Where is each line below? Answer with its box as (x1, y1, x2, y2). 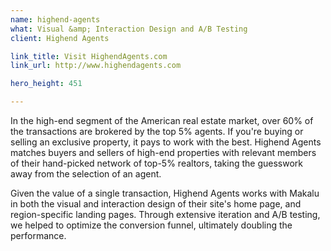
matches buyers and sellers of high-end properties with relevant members (10, 147, 317, 158)
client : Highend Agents (10, 33, 110, 43)
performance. (10, 230, 67, 241)
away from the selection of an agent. (10, 168, 162, 180)
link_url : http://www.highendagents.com (10, 61, 182, 71)
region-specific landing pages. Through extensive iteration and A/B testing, (10, 209, 321, 220)
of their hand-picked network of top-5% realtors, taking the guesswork (10, 157, 304, 169)
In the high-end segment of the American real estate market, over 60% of (10, 115, 314, 126)
